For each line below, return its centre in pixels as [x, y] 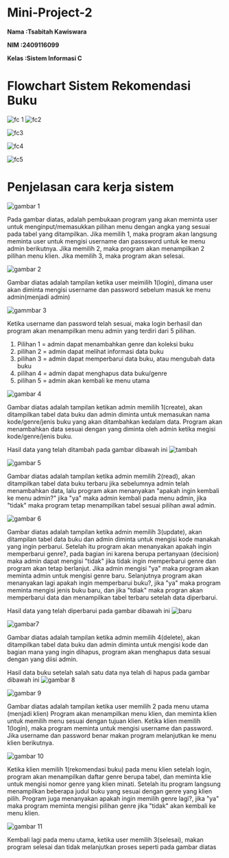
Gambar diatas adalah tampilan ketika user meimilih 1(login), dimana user [110, 282]
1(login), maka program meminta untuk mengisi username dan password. [110, 728]
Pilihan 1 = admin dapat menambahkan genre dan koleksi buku [105, 344]
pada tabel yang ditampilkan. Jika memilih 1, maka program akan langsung [112, 234]
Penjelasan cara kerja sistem [91, 187]
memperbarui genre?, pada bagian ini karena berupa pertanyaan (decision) [113, 553]
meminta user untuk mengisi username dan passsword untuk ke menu [106, 241]
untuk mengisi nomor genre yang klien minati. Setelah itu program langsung [114, 784]
